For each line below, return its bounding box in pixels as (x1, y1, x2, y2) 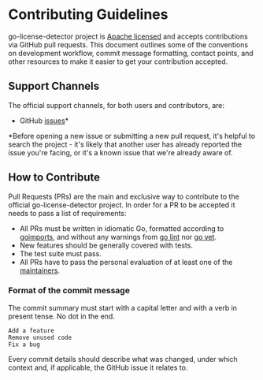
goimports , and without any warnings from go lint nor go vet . (19, 232, 217, 241)
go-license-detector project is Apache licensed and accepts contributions (8, 32, 248, 41)
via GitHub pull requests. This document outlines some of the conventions (8, 39, 249, 49)
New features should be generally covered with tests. (19, 240, 193, 250)
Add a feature (8, 326, 55, 334)
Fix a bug (8, 341, 41, 348)
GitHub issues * (19, 116, 69, 125)
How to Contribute (8, 171, 101, 184)
